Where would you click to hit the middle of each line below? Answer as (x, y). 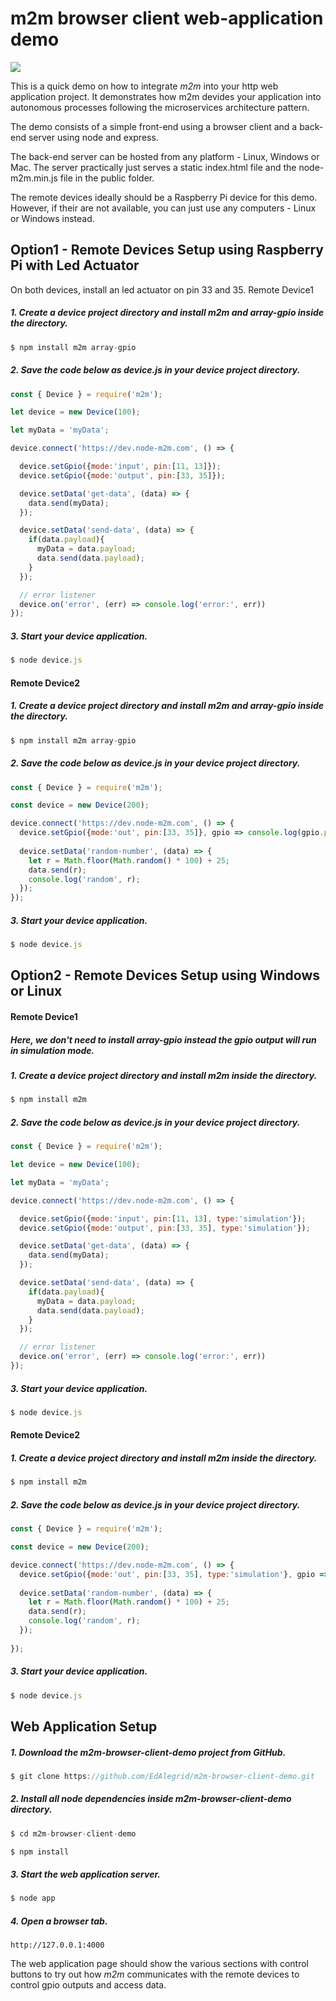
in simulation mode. (52, 1050)
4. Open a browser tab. (59, 1921)
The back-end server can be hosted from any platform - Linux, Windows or (165, 156)
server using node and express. (93, 137)
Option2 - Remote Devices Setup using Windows (165, 975)
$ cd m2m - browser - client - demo (73, 1833)
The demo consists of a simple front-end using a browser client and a (154, 126)
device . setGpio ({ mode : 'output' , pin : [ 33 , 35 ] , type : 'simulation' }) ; (165, 1228)
